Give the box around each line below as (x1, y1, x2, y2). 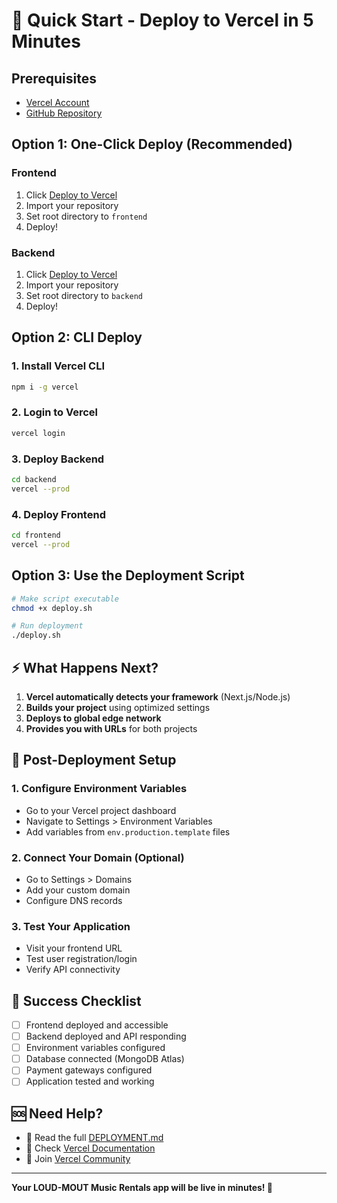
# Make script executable (11, 594, 119, 604)
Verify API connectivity (25, 964, 121, 976)
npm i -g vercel (11, 382, 79, 392)
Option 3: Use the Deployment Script (11, 567, 245, 584)
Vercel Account (25, 97, 90, 108)
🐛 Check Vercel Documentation (25, 1142, 156, 1154)
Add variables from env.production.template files (25, 825, 231, 838)
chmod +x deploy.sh (11, 603, 93, 613)
